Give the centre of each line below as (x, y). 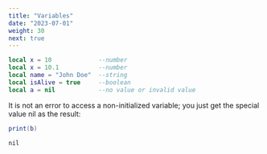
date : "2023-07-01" (41, 23)
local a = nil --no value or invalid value (102, 90)
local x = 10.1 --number (68, 68)
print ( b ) (23, 128)
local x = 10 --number (68, 60)
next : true (27, 38)
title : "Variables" (41, 16)
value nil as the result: (45, 114)
